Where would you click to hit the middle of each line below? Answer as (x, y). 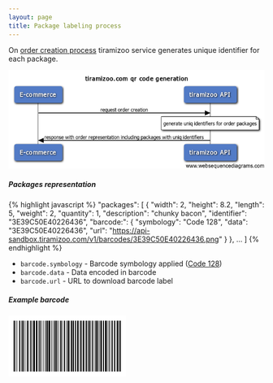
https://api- (131, 231)
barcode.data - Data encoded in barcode (88, 272)
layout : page (30, 17)
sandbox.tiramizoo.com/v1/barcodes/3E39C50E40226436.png (114, 239)
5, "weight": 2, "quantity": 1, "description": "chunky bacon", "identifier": (128, 213)
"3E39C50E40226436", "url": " (61, 231)
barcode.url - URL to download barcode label (96, 281)
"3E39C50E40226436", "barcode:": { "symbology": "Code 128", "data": (128, 222)
